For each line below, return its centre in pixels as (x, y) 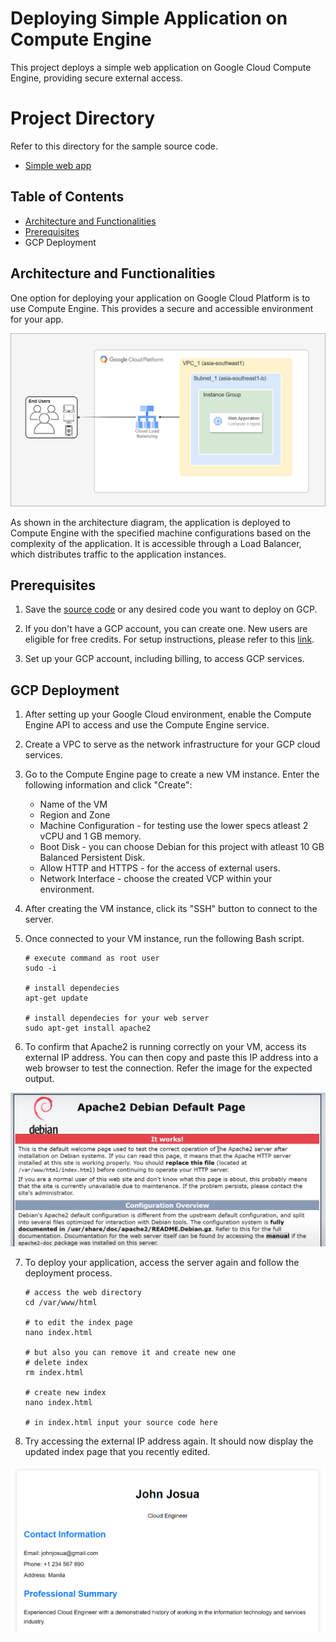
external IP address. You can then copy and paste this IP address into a (171, 1058)
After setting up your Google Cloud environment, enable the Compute (168, 714)
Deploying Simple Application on (149, 18)
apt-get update (56, 998)
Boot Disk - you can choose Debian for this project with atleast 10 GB (182, 847)
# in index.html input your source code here (121, 1422)
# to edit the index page (78, 1322)
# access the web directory (83, 1292)
